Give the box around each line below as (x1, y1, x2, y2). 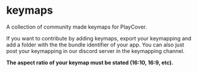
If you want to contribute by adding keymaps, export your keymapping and (6, 35, 192, 42)
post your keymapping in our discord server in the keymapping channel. (6, 47, 185, 54)
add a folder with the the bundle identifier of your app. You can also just (6, 41, 185, 48)
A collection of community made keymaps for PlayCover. (6, 23, 148, 30)
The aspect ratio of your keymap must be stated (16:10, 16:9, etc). (6, 59, 174, 66)
